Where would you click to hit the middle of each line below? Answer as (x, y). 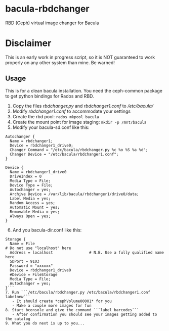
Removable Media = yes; (35, 212)
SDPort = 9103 (25, 261)
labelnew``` (18, 297)
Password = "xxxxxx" (31, 266)
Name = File (23, 244)
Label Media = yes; (30, 198)
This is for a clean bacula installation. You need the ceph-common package (84, 90)
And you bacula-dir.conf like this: (47, 230)
